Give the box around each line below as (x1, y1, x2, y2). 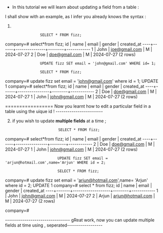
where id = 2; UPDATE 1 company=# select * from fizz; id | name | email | (5, 183, 152, 188)
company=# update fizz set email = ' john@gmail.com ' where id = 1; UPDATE (5, 78, 159, 84)
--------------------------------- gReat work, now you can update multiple (5, 217, 155, 223)
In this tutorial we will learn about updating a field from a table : (12, 4, 139, 10)
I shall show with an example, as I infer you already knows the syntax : (5, 14, 146, 19)
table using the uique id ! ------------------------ (5, 109, 103, 114)
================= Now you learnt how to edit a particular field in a (5, 103, 151, 109)
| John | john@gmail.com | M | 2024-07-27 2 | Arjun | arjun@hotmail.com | (5, 193, 155, 199)
